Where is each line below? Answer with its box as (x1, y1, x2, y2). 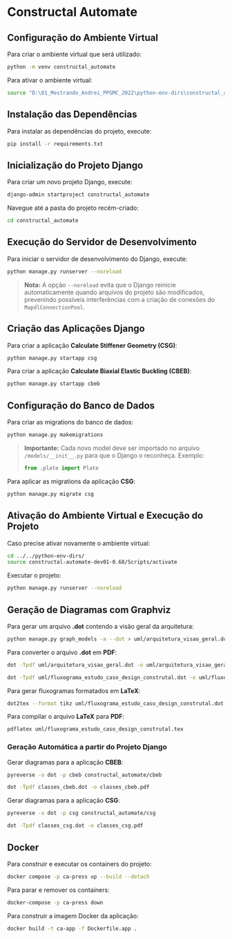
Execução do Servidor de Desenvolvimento (7, 236, 197, 248)
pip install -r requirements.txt (7, 140, 104, 147)
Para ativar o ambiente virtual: (7, 75, 93, 84)
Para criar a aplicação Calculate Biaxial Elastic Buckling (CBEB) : (7, 367, 192, 375)
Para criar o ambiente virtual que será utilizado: (7, 50, 142, 58)
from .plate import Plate (23, 465, 99, 472)
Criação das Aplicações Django (7, 323, 145, 334)
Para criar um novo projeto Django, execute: (7, 178, 133, 186)
